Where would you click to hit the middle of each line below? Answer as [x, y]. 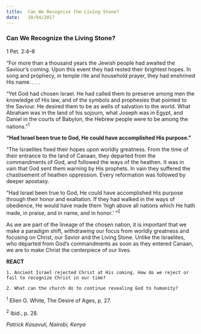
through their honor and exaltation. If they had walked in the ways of [91, 199]
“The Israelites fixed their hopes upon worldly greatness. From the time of [97, 150]
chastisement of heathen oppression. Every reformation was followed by [96, 175]
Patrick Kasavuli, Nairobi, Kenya [46, 324]
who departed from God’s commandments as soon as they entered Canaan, [100, 244]
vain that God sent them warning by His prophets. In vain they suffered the [98, 169]
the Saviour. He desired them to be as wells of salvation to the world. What [98, 106]
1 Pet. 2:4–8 [21, 51]
